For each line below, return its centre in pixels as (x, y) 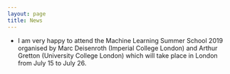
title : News (25, 20)
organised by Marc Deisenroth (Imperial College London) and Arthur (117, 48)
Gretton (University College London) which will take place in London (118, 55)
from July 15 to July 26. (52, 63)
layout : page (27, 14)
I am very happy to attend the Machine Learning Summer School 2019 (120, 40)
